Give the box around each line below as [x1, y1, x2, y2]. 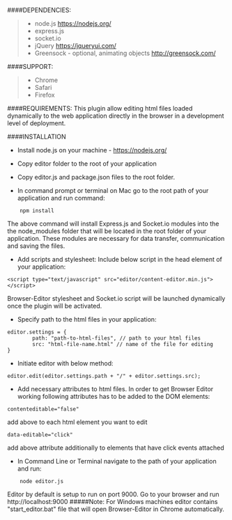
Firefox [34, 90, 55, 99]
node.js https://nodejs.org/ [34, 19, 111, 27]
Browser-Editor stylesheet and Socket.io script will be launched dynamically [7, 294, 226, 302]
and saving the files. [7, 242, 65, 250]
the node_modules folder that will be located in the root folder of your [7, 227, 207, 235]
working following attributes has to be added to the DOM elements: [17, 393, 210, 400]
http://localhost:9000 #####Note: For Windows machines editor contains [7, 498, 218, 505]
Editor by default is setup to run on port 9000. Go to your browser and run [7, 490, 219, 498]
